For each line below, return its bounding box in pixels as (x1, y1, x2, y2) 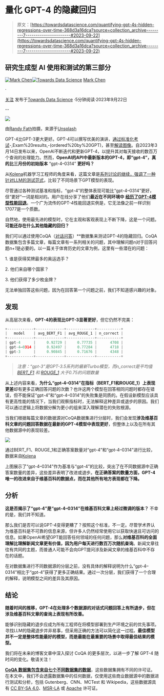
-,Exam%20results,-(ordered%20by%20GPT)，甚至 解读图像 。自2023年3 (9, 142, 158, 148)
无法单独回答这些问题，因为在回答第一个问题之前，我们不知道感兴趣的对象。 (5, 287, 159, 293)
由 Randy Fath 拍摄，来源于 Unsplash (5, 126, 77, 132)
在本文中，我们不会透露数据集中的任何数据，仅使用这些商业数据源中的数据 (5, 673, 155, 679)
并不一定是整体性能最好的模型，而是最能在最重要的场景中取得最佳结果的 (5, 634, 150, 640)
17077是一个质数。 (5, 206, 43, 212)
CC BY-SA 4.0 (10, 685, 39, 691)
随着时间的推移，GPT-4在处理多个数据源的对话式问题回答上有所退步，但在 (5, 605, 156, 611)
